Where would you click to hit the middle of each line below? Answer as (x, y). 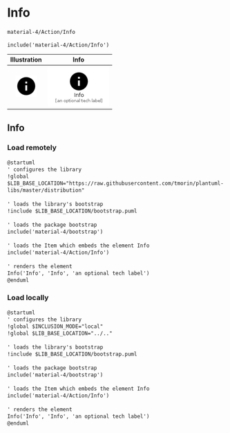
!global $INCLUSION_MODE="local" (55, 326)
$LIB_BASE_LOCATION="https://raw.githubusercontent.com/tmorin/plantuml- (116, 183)
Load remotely (32, 147)
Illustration (26, 59)
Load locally (28, 297)
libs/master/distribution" (46, 190)
